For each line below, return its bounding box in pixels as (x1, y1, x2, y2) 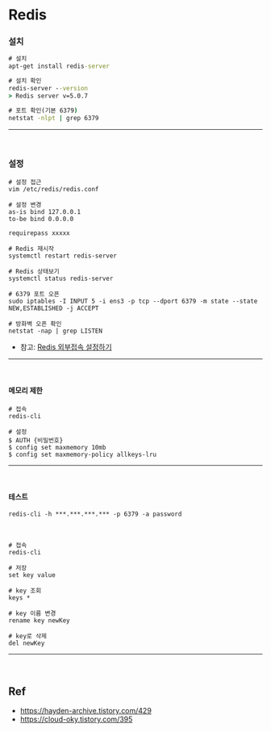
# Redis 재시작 (8, 245, 55, 253)
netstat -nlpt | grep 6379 (8, 114, 99, 122)
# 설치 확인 (8, 77, 42, 86)
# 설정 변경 (8, 200, 42, 209)
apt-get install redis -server (8, 62, 110, 70)
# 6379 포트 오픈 (8, 290, 60, 298)
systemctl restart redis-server (8, 252, 117, 260)
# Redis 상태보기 (8, 267, 60, 275)
